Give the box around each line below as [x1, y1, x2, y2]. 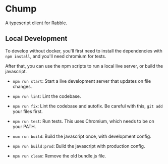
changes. [12, 83, 32, 89]
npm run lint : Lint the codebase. [12, 93, 82, 99]
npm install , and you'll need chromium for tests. [5, 53, 106, 59]
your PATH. [12, 123, 36, 129]
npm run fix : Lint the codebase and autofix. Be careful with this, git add [12, 103, 163, 109]
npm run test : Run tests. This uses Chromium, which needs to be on [12, 118, 155, 124]
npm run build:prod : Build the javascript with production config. [12, 143, 145, 149]
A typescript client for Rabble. [5, 20, 67, 26]
